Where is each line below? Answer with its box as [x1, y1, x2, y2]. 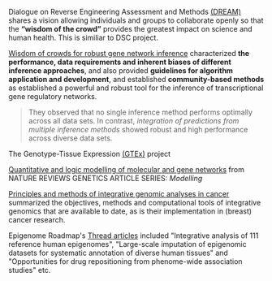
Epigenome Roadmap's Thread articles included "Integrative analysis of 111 [8, 231, 259, 240]
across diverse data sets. [28, 133, 113, 143]
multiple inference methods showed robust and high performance [28, 125, 248, 134]
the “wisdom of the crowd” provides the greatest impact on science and [8, 24, 253, 33]
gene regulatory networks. [8, 92, 97, 101]
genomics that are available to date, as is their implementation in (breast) [8, 206, 253, 216]
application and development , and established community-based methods [8, 75, 265, 84]
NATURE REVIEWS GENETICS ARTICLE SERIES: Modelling [8, 174, 203, 183]
